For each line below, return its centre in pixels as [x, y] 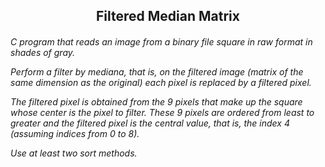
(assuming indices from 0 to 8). [75, 133]
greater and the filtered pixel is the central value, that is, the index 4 [150, 123]
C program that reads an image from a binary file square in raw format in [161, 41]
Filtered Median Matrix [168, 16]
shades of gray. [43, 52]
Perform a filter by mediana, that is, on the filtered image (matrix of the [157, 71]
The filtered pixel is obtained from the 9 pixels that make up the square [156, 101]
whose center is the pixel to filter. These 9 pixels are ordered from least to [162, 112]
